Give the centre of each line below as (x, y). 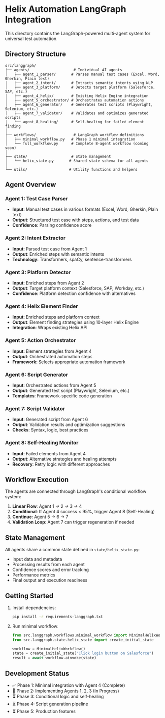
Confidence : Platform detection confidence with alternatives (74, 293)
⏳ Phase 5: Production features (44, 712)
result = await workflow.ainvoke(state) (54, 658)
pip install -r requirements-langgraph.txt (58, 617)
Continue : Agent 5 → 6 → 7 (40, 517)
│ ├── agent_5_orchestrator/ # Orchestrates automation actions (75, 100)
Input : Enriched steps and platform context (56, 317)
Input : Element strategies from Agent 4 (52, 351)
